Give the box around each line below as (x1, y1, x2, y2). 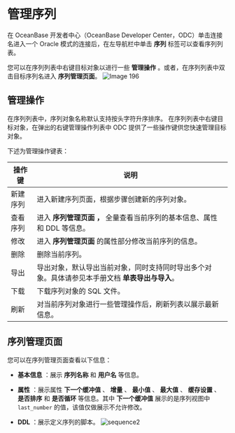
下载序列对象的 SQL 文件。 (36, 286, 124, 296)
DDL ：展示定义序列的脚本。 (17, 418, 99, 426)
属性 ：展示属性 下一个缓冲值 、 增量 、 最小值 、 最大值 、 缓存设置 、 (17, 385, 221, 394)
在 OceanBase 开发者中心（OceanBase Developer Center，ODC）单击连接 (7, 31, 223, 39)
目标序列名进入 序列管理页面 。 (13, 71, 101, 80)
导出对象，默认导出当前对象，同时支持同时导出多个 (36, 262, 205, 272)
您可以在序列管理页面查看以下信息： (7, 355, 112, 364)
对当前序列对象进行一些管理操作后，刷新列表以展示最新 (36, 299, 219, 308)
